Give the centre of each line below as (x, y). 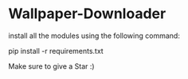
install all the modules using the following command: (94, 36)
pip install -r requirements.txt (56, 51)
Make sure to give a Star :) (51, 66)
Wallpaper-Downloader (87, 14)
